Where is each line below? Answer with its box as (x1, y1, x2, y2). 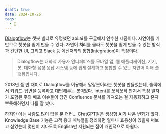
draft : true (5, 7, 30, 12)
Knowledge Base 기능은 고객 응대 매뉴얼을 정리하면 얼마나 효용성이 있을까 (5, 117, 150, 123)
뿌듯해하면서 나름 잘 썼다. (5, 100, 55, 106)
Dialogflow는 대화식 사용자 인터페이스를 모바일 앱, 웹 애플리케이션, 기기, (17, 58, 158, 65)
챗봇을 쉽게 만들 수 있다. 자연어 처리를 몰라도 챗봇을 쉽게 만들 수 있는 (18, 42, 151, 48)
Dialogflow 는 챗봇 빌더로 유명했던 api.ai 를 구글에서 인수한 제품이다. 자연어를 (5, 35, 155, 41)
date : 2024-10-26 (5, 12, 41, 17)
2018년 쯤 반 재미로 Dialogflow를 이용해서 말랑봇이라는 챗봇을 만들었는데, (5, 82, 148, 88)
